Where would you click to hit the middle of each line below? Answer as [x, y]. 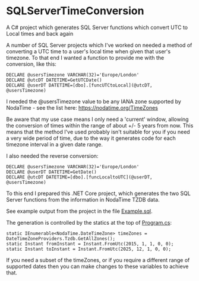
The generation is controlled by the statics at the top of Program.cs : [89, 222]
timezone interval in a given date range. [54, 144]
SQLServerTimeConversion [75, 11]
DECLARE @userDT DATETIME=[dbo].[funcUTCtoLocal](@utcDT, [79, 85]
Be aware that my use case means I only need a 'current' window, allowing [97, 119]
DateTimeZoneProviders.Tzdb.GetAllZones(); [61, 238]
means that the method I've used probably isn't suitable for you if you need [98, 132]
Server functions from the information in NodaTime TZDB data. [83, 199]
